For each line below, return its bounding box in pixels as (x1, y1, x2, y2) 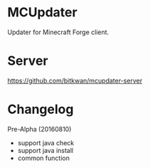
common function (17, 154, 70, 162)
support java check (17, 138, 75, 147)
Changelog (7, 101, 74, 117)
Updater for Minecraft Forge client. (7, 28, 109, 36)
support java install (17, 146, 73, 154)
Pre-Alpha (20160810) (7, 125, 72, 133)
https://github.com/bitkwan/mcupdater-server (7, 76, 143, 85)
